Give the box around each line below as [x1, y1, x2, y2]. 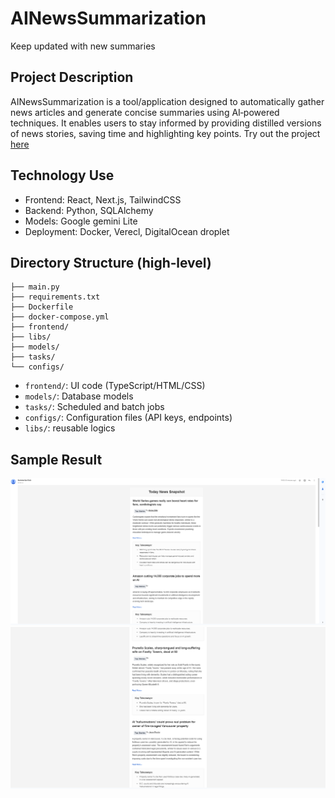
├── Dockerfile [10, 302, 74, 312]
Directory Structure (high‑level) [10, 254, 212, 271]
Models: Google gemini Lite [24, 215, 138, 227]
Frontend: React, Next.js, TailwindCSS [24, 193, 182, 206]
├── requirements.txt [10, 292, 101, 302]
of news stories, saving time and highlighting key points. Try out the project [10, 127, 321, 139]
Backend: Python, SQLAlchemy [24, 204, 154, 216]
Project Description [10, 69, 134, 86]
